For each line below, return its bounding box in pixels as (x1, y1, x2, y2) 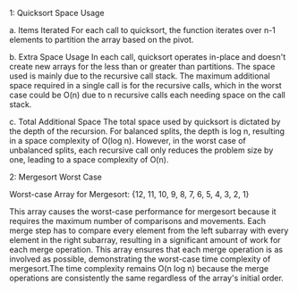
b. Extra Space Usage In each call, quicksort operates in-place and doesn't (9, 52, 286, 62)
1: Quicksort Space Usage (9, 8, 105, 18)
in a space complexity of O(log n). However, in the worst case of (9, 136, 246, 146)
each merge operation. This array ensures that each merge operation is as (9, 245, 284, 254)
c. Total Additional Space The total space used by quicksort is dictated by (9, 116, 281, 127)
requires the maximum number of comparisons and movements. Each (9, 216, 267, 226)
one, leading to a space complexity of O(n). (9, 154, 169, 164)
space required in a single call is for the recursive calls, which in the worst (9, 80, 282, 90)
